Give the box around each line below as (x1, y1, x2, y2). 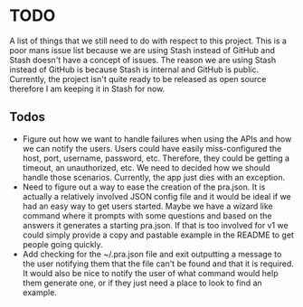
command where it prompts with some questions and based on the (22, 209, 272, 221)
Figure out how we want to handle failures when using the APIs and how (22, 133, 292, 144)
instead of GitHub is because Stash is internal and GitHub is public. (9, 64, 260, 75)
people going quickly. (22, 238, 103, 249)
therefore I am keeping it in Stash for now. (9, 83, 166, 94)
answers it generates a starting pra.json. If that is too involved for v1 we (22, 219, 289, 230)
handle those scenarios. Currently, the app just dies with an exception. (22, 172, 286, 182)
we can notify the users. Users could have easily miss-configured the (22, 143, 282, 153)
